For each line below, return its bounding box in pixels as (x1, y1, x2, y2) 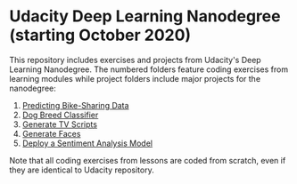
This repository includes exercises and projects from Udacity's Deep (9, 54, 261, 65)
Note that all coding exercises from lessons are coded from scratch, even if (9, 155, 286, 165)
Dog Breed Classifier (21, 109, 99, 120)
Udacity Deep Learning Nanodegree (9, 6, 281, 27)
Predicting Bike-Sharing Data (21, 100, 129, 110)
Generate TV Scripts (21, 118, 98, 130)
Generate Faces (21, 128, 81, 139)
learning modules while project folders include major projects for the (9, 73, 261, 84)
